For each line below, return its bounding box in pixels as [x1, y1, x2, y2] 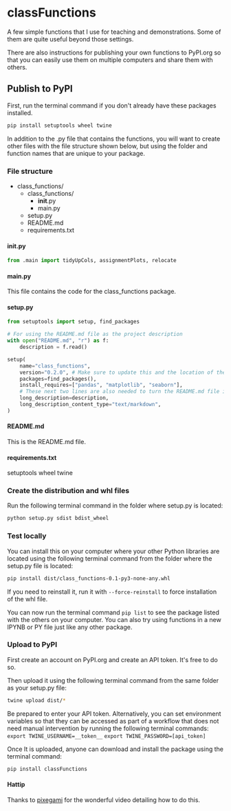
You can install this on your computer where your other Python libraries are [7, 547, 220, 555]
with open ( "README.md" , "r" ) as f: [7, 337, 109, 344]
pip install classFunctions [7, 765, 88, 772]
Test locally [7, 531, 47, 541]
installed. [7, 108, 33, 117]
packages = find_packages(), [19, 375, 97, 382]
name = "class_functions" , [19, 362, 91, 370]
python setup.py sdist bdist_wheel [7, 515, 109, 522]
